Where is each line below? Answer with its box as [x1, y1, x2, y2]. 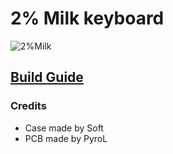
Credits [10, 99, 47, 113]
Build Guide [10, 69, 84, 86]
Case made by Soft [24, 122, 104, 134]
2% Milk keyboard [10, 7, 165, 30]
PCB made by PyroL [24, 132, 108, 144]
